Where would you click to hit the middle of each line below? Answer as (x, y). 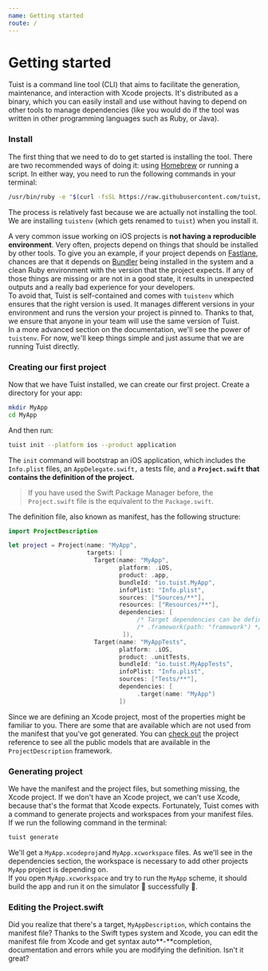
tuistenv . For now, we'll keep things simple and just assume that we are (126, 338)
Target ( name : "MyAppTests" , (140, 642)
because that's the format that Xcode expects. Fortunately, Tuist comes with (134, 805)
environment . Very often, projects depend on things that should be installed (133, 244)
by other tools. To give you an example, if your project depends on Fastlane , (133, 253)
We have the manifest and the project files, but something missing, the (124, 788)
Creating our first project (57, 367)
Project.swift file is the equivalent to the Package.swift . (120, 501)
